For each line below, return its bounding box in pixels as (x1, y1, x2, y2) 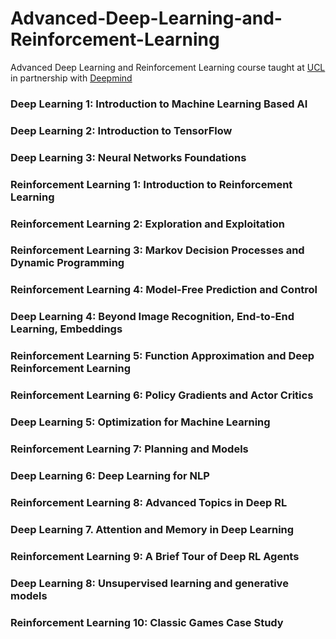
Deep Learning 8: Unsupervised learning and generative (10, 576, 289, 590)
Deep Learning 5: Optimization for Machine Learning (10, 415, 271, 429)
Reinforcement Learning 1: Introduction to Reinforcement (10, 177, 293, 191)
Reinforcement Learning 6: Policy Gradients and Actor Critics (10, 388, 314, 402)
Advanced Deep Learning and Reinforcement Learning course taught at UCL (10, 61, 326, 73)
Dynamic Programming (10, 256, 125, 270)
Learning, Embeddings (10, 322, 123, 336)
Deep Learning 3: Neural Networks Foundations (10, 150, 247, 164)
